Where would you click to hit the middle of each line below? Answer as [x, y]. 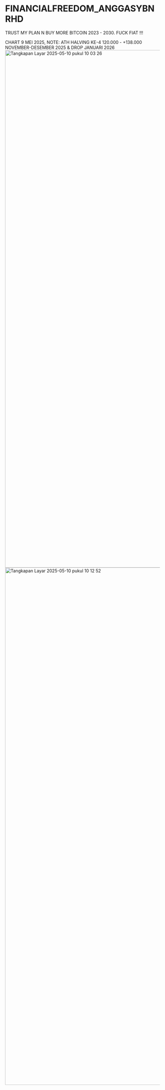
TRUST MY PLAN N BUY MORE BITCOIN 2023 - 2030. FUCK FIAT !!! [74, 33]
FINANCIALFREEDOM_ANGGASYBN [80, 9]
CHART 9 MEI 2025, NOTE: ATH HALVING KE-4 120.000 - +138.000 [74, 42]
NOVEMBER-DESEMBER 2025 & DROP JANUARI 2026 [60, 47]
